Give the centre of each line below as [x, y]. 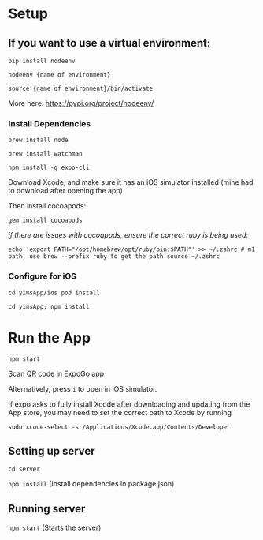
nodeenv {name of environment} [59, 75]
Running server [47, 509]
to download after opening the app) [66, 191]
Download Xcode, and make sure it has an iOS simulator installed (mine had [131, 182]
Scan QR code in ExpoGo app [56, 373]
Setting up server [52, 451]
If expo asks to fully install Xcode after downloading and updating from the [129, 404]
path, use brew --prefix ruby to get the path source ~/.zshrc [114, 257]
